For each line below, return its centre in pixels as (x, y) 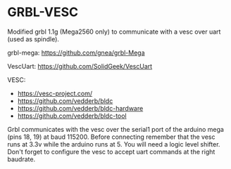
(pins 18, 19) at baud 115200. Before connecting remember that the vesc (112, 137)
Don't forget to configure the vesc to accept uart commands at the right (111, 151)
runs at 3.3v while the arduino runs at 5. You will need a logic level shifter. (114, 144)
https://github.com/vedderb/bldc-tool (72, 116)
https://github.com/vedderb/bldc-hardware (80, 108)
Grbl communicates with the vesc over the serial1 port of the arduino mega (115, 129)
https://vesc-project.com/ (55, 93)
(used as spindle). (33, 39)
